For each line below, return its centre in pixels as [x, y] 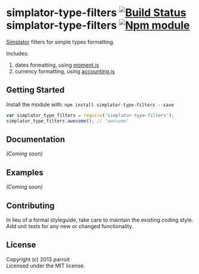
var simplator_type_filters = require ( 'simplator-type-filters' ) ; [90, 115]
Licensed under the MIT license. [46, 266]
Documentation [36, 139]
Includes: [17, 53]
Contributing [30, 205]
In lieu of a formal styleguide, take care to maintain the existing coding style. [100, 220]
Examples [25, 172]
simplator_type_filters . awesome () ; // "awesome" [68, 121]
